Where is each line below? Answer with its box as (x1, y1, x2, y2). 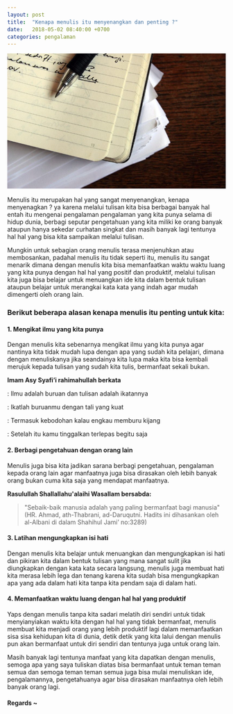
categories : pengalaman (7, 33, 76, 40)
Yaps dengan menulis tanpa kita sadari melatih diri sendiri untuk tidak (7, 610, 206, 619)
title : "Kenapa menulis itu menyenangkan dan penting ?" (7, 18, 178, 26)
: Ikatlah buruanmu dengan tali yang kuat (7, 403, 124, 412)
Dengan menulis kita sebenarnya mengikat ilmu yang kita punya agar (7, 341, 205, 349)
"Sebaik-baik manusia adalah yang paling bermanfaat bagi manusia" (24, 503, 221, 511)
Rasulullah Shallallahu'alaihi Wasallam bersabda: (7, 489, 152, 498)
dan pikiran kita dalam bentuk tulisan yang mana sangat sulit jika (7, 556, 191, 565)
